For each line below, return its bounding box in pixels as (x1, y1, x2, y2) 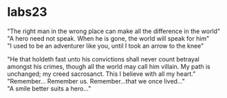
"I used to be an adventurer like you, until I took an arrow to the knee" (7, 41, 204, 50)
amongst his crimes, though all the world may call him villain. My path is (7, 62, 211, 70)
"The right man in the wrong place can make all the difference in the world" (7, 27, 221, 35)
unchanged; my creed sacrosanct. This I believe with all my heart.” (7, 70, 196, 78)
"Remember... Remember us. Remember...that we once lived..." (7, 77, 186, 85)
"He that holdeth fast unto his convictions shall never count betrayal (7, 55, 199, 63)
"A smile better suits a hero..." (7, 84, 91, 92)
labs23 (7, 4, 47, 20)
